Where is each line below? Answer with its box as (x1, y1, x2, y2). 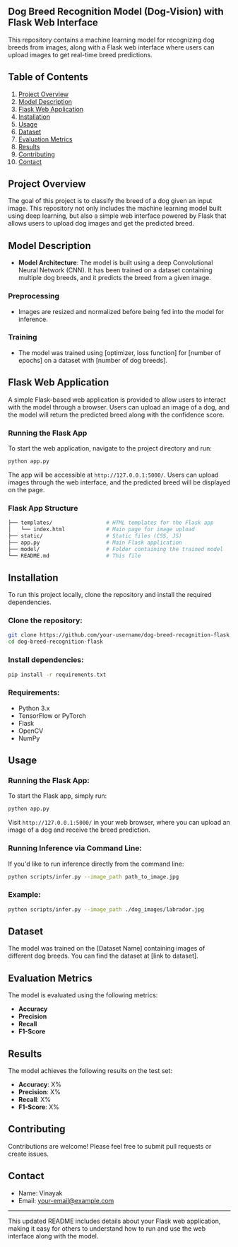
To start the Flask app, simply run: (8, 791, 107, 800)
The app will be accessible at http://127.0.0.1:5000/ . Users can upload (8, 470, 219, 479)
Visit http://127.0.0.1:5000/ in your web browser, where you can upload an (8, 818, 230, 827)
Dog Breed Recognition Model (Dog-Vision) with (8, 6, 225, 18)
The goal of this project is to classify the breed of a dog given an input (8, 197, 213, 205)
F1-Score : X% (18, 1103, 59, 1111)
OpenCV (18, 726, 44, 735)
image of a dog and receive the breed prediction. (8, 825, 150, 834)
